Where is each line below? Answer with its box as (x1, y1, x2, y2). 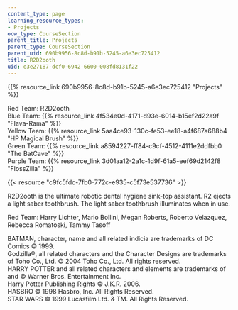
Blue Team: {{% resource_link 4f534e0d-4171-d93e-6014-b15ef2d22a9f (7, 111, 220, 120)
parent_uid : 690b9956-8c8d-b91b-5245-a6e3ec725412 (7, 50, 161, 57)
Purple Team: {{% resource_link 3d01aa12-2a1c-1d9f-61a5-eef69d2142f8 (7, 157, 222, 165)
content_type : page (7, 10, 65, 18)
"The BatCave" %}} (7, 149, 65, 157)
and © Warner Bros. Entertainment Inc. (7, 272, 121, 280)
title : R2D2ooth (7, 57, 55, 64)
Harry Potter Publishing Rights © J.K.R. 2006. (7, 279, 141, 288)
